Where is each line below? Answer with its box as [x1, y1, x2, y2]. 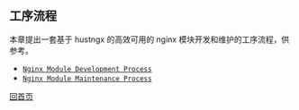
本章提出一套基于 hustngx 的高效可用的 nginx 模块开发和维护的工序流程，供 [9, 34, 290, 45]
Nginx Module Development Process [22, 64, 152, 73]
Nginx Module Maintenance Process [22, 74, 152, 83]
